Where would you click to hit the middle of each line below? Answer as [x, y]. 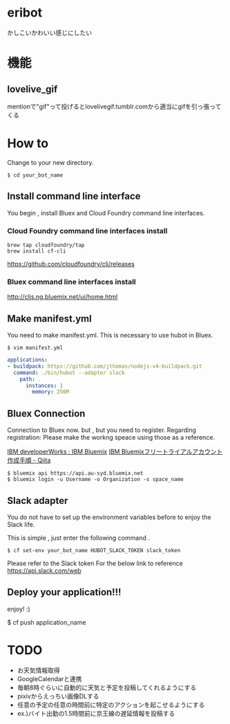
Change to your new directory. [50, 162]
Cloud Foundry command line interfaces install [87, 231]
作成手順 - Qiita [29, 460]
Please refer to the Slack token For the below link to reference [95, 563]
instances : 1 [44, 385]
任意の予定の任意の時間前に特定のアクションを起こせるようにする [111, 705]
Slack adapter [38, 501]
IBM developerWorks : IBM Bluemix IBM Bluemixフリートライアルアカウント [115, 452]
